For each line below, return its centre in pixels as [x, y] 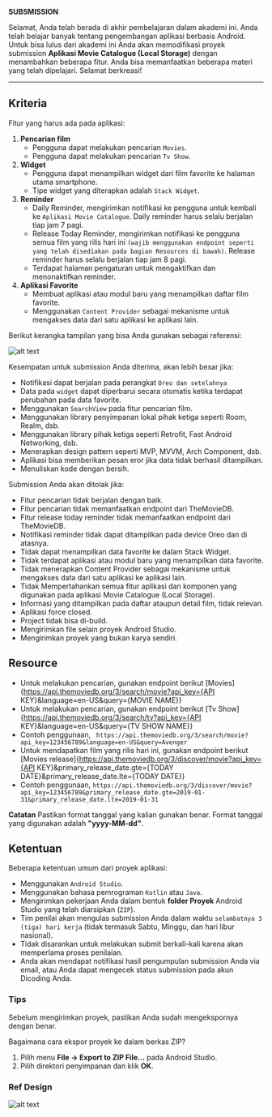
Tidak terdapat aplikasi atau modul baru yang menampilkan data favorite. [142, 560]
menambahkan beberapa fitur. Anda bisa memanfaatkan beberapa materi [131, 62]
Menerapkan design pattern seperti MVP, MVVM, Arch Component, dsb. [140, 451]
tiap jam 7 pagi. [57, 225]
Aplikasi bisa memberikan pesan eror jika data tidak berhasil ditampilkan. [141, 460]
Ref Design [30, 1087]
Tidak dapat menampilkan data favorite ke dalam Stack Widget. [126, 551]
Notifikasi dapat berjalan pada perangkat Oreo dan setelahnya [123, 382]
